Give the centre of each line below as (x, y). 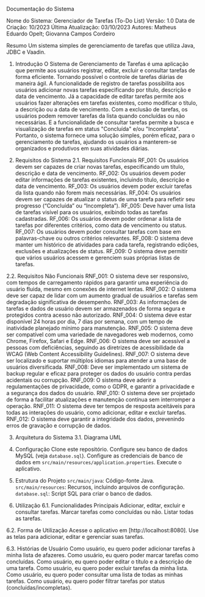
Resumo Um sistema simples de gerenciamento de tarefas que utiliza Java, (101, 46)
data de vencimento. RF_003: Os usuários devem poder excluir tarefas (103, 186)
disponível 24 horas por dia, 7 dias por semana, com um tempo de (90, 321)
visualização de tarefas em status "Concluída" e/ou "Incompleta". (97, 129)
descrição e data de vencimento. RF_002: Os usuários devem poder (100, 173)
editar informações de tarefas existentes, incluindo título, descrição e (102, 180)
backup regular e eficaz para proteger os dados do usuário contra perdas (99, 373)
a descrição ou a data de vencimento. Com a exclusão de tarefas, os (101, 109)
